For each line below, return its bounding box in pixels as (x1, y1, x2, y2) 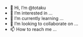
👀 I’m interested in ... (10, 10, 53, 16)
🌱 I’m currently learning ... (10, 15, 64, 21)
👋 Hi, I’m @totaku (10, 5, 46, 10)
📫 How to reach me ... (10, 26, 57, 32)
